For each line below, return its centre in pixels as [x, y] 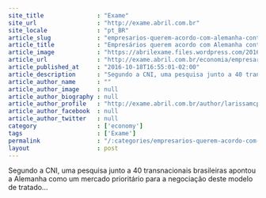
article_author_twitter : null [63, 119]
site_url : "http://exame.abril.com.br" [104, 23]
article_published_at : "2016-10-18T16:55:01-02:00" [104, 67]
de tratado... [28, 188]
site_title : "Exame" [68, 15]
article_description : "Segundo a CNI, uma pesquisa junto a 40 [125, 74]
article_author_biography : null [63, 97]
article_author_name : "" [60, 82]
